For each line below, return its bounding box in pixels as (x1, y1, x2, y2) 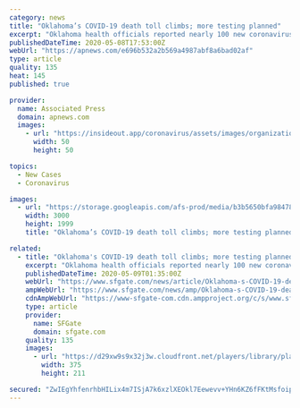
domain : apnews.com (17, 113, 90, 122)
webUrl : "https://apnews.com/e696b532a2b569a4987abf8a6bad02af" (9, 47, 254, 55)
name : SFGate (32, 319, 82, 327)
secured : (9, 385, 42, 394)
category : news (9, 13, 66, 22)
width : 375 (41, 361, 82, 370)
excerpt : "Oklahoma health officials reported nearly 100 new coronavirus (9, 30, 294, 38)
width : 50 (32, 138, 70, 147)
